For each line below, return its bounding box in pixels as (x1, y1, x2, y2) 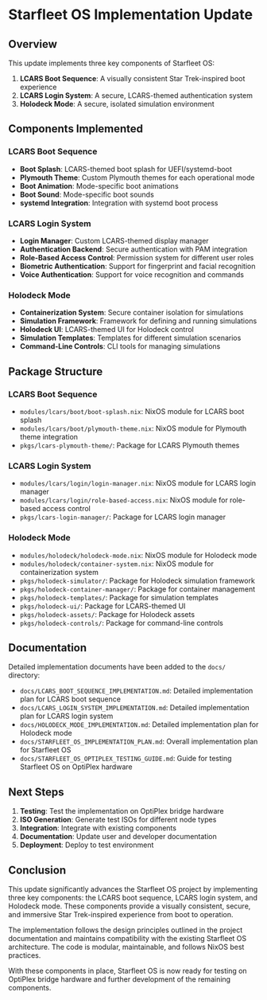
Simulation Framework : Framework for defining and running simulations (19, 316, 257, 326)
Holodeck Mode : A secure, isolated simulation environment (19, 100, 215, 108)
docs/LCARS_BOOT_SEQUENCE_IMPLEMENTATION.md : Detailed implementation (19, 686, 253, 696)
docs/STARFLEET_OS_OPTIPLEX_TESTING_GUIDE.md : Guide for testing (19, 754, 232, 764)
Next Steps (8, 785, 64, 799)
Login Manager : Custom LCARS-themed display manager (19, 236, 209, 245)
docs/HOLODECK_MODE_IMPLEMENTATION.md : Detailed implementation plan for (19, 720, 259, 729)
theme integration (19, 432, 78, 441)
